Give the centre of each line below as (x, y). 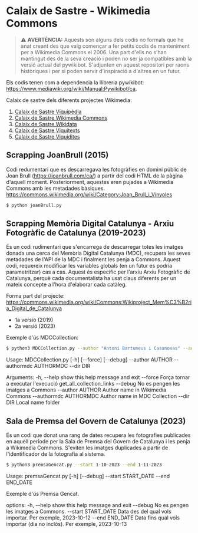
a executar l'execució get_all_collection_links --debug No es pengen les (93, 384)
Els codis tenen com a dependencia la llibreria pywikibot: (75, 82)
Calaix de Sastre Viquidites (47, 136)
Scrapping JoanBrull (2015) (57, 155)
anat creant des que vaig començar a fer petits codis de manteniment (105, 46)
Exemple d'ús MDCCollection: (42, 338)
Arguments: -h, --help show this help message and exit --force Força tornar (98, 377)
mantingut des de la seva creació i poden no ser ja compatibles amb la (106, 58)
